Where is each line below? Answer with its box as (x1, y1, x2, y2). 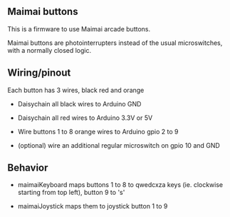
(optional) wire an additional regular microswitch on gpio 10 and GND (17, 141, 221, 149)
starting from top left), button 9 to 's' (17, 188, 125, 197)
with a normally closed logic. (7, 46, 92, 54)
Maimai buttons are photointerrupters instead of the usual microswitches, (7, 39, 223, 47)
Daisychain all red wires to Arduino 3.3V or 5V (17, 113, 153, 122)
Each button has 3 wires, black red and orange (7, 86, 145, 94)
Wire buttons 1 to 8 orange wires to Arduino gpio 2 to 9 (17, 127, 179, 136)
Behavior (7, 162, 48, 174)
